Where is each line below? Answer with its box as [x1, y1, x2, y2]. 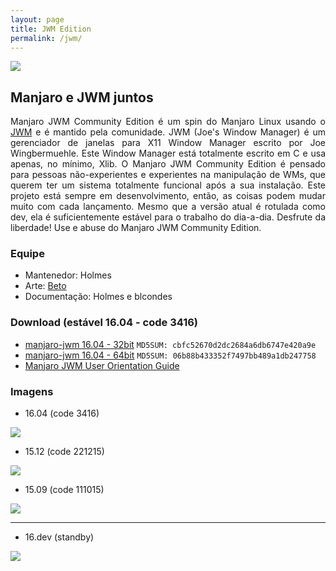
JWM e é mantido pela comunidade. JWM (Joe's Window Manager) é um [10, 126, 326, 138]
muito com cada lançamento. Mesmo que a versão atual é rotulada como [10, 201, 326, 213]
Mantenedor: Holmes [24, 269, 112, 281]
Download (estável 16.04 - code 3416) [10, 316, 198, 330]
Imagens [10, 384, 54, 398]
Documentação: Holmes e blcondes [24, 291, 173, 303]
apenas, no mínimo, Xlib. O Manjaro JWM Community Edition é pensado [10, 158, 326, 170]
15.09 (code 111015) [24, 484, 105, 496]
